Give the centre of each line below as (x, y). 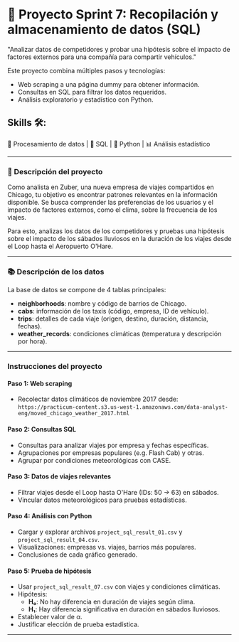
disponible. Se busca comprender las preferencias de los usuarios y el (110, 203)
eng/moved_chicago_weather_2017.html (74, 414)
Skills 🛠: (27, 123)
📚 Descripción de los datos (56, 272)
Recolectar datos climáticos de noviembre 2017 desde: (98, 399)
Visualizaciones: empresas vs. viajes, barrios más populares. (107, 547)
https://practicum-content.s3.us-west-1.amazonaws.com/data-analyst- (123, 407)
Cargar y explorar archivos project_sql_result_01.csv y (100, 532)
